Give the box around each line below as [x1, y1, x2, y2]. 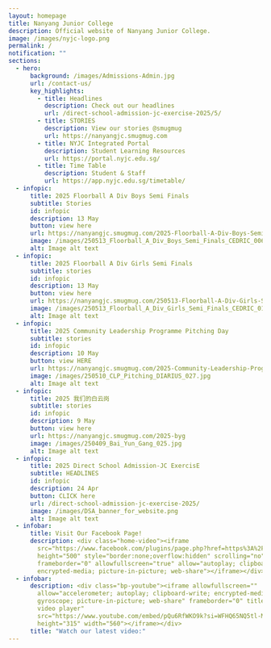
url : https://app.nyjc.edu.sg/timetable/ [44, 177, 186, 186]
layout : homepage [8, 11, 67, 20]
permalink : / [8, 42, 52, 50]
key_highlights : [29, 86, 85, 95]
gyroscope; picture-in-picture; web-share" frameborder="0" [37, 597, 244, 605]
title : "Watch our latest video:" [29, 627, 147, 635]
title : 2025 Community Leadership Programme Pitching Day [29, 327, 229, 335]
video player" [37, 604, 85, 612]
